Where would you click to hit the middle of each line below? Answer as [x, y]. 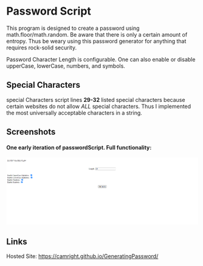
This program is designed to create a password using [73, 28]
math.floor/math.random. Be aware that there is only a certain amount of [97, 34]
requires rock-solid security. [42, 48]
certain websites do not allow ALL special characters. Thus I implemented [99, 106]
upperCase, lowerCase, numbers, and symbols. [66, 66]
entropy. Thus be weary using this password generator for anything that [96, 41]
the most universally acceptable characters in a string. [74, 113]
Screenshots [31, 132]
